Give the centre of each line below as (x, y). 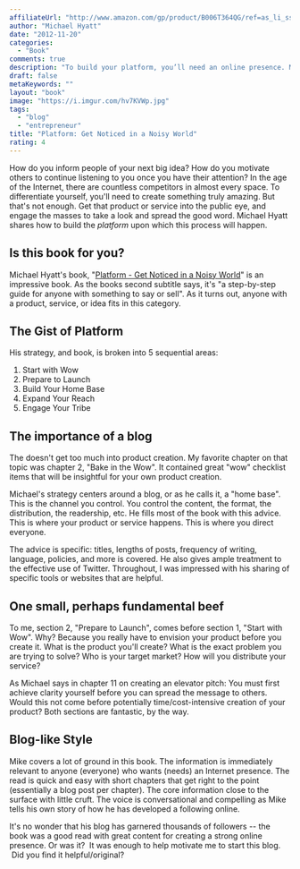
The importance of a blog (81, 436)
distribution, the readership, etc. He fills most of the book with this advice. (145, 513)
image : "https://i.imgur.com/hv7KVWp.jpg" (89, 101)
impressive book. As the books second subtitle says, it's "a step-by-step (143, 284)
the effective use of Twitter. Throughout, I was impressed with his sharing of (150, 568)
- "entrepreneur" (50, 126)
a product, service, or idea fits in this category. (95, 303)
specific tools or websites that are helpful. (86, 578)
